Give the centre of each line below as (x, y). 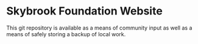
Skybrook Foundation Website (84, 11)
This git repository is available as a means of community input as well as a (99, 28)
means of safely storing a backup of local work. (66, 34)
